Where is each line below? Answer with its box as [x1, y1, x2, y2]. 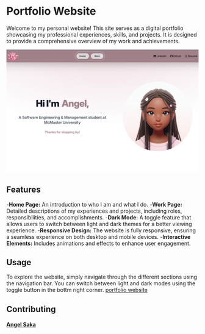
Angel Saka [6, 321, 37, 329]
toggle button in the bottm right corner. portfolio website [6, 286, 148, 294]
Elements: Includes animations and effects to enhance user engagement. [6, 240, 191, 247]
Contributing [6, 304, 56, 314]
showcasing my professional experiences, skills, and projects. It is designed [6, 30, 197, 38]
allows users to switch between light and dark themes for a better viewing [6, 220, 192, 227]
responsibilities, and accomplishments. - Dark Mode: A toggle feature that [6, 213, 192, 221]
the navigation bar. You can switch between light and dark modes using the [6, 280, 196, 287]
